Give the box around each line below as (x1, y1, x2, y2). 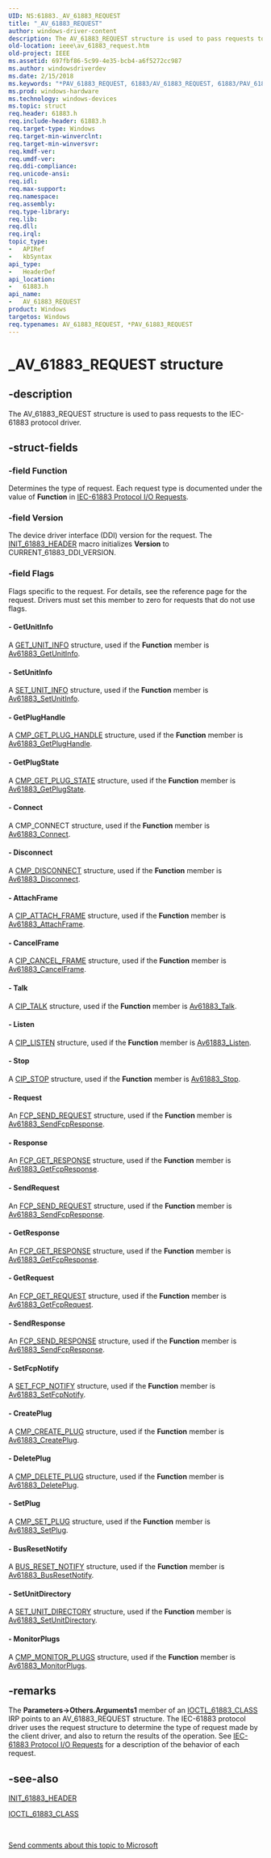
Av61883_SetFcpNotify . (8, 1389, 86, 1400)
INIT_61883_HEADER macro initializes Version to (8, 539, 169, 549)
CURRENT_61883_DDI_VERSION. (8, 548, 117, 558)
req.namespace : (8, 192, 60, 201)
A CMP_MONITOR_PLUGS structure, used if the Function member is (8, 1652, 236, 1661)
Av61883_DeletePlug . (8, 1480, 79, 1490)
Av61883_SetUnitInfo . (8, 694, 80, 704)
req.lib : (8, 215, 38, 223)
